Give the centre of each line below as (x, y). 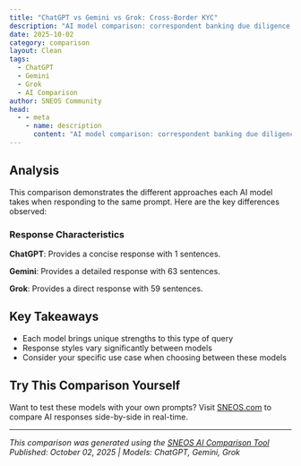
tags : (19, 59)
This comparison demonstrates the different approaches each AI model (141, 192)
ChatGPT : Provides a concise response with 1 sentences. (115, 254)
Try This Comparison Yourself (95, 386)
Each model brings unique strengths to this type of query (128, 338)
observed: (28, 211)
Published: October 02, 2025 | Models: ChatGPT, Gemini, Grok (125, 452)
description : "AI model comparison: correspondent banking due (130, 26)
